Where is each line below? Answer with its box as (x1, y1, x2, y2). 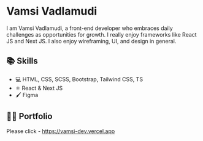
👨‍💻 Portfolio (6, 111, 53, 121)
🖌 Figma (15, 91, 39, 98)
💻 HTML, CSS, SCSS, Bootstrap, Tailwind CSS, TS (15, 75, 143, 83)
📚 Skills (6, 56, 38, 67)
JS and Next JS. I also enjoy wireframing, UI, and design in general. (6, 37, 177, 45)
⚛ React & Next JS (15, 84, 63, 92)
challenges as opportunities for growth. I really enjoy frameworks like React (6, 31, 197, 38)
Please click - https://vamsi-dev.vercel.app (6, 127, 115, 135)
